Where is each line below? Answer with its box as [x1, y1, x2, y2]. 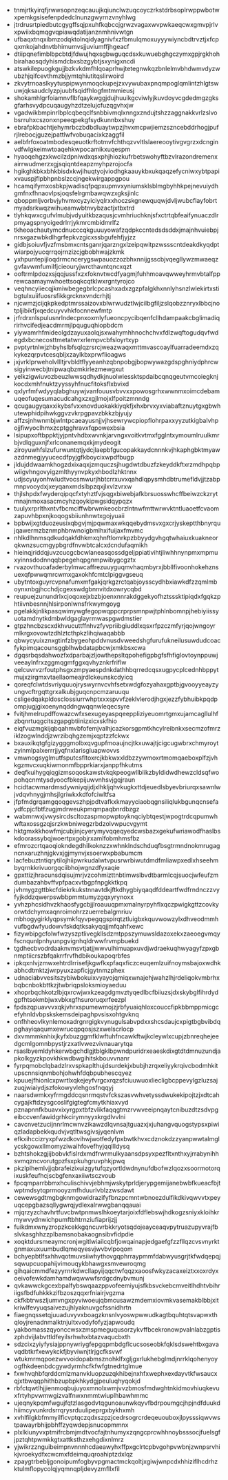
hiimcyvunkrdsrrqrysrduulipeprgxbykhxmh [13, 1406, 135, 1414]
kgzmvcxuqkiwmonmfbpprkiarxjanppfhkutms [13, 761, 143, 769]
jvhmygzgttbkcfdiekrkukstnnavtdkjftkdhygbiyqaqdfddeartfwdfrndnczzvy [13, 886, 220, 894]
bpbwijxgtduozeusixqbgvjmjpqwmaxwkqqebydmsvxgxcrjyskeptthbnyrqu [13, 519, 221, 527]
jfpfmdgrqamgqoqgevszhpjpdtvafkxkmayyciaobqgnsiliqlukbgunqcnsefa [13, 798, 219, 806]
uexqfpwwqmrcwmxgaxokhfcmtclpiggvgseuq [13, 571, 143, 578]
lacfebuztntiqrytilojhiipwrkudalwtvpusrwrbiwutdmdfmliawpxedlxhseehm [13, 856, 219, 865]
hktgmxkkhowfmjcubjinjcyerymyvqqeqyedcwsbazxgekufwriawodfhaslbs [13, 827, 221, 835]
